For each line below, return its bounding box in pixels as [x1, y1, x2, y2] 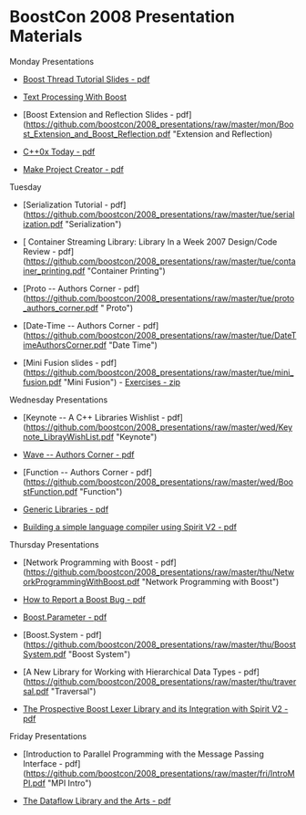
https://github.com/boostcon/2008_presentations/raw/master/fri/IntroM [25, 768, 295, 778]
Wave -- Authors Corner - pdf [22, 449, 135, 460]
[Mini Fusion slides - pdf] [22, 357, 117, 368]
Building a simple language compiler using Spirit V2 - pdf [22, 521, 237, 532]
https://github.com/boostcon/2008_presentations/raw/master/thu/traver [25, 675, 297, 686]
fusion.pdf [22, 376, 62, 387]
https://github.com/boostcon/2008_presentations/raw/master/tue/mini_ [25, 367, 294, 378]
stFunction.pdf [22, 486, 78, 496]
